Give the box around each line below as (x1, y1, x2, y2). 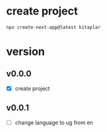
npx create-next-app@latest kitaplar (6, 24, 101, 30)
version (6, 45, 45, 58)
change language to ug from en (14, 119, 93, 126)
